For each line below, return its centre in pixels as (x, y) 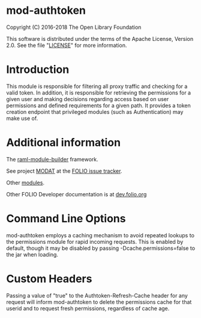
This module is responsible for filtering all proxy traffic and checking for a (97, 86)
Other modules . (25, 182)
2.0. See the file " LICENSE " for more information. (67, 45)
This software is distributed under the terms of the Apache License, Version (100, 39)
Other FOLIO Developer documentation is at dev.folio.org (76, 194)
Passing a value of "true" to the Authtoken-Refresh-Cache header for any (97, 295)
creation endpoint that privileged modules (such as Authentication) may (95, 111)
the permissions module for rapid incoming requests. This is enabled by (95, 242)
